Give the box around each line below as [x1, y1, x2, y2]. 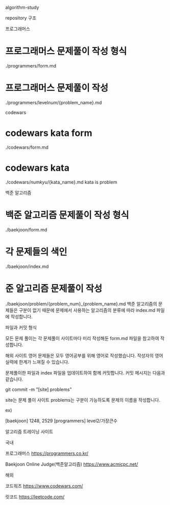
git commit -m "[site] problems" [5, 386, 72, 393]
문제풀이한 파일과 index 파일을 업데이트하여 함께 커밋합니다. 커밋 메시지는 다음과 [5, 370, 165, 376]
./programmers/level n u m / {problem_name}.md [5, 99, 102, 105]
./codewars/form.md [5, 144, 48, 150]
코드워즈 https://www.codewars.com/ [5, 483, 83, 489]
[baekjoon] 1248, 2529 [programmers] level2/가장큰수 [5, 418, 118, 424]
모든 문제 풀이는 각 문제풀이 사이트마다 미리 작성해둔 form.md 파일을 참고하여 [5, 335, 159, 341]
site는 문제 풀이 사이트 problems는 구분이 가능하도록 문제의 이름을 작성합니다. [5, 397, 161, 403]
